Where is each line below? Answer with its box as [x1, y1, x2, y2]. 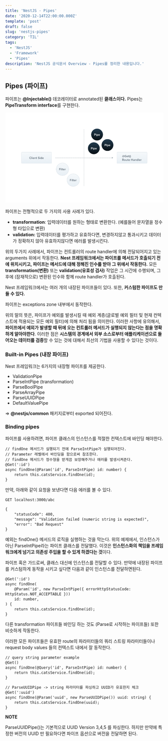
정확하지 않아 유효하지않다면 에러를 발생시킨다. [18, 238, 109, 244]
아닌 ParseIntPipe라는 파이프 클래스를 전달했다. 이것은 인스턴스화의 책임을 [5, 542, 150, 548]
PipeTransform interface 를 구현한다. [5, 102, 80, 108]
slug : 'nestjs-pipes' [5, 29, 51, 35]
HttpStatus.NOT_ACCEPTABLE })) [5, 591, 71, 597]
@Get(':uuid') [5, 690, 35, 695]
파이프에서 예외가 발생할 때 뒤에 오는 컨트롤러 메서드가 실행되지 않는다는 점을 [5, 324, 153, 330]
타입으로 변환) [18, 225, 45, 231]
